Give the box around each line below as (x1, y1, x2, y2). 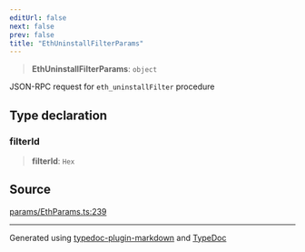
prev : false (9, 30, 54, 39)
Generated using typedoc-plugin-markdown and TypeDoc (9, 232, 227, 243)
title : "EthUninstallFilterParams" (9, 38, 144, 48)
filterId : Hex (31, 156, 75, 166)
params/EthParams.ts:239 (9, 206, 107, 217)
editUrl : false (9, 13, 67, 23)
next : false (9, 22, 54, 31)
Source (9, 182, 52, 197)
